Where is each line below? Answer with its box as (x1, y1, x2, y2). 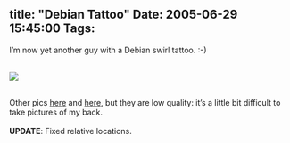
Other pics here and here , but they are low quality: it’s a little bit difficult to (9, 97, 281, 107)
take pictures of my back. (9, 107, 103, 117)
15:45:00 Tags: (9, 21, 95, 36)
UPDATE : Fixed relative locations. (9, 125, 132, 136)
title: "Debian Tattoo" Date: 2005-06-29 (9, 7, 238, 22)
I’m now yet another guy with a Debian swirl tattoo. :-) (9, 44, 207, 55)
